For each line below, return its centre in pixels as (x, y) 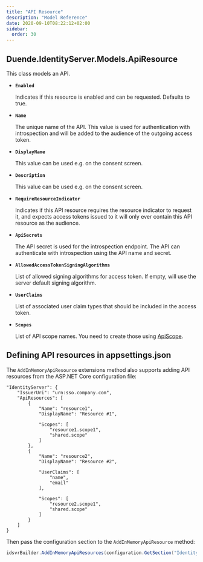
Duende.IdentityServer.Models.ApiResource (92, 59)
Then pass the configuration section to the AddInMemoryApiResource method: (101, 541)
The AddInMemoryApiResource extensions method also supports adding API (98, 369)
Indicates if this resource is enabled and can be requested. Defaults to (102, 97)
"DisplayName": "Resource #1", (78, 414)
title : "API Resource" (35, 12)
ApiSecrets (29, 235)
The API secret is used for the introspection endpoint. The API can (97, 246)
